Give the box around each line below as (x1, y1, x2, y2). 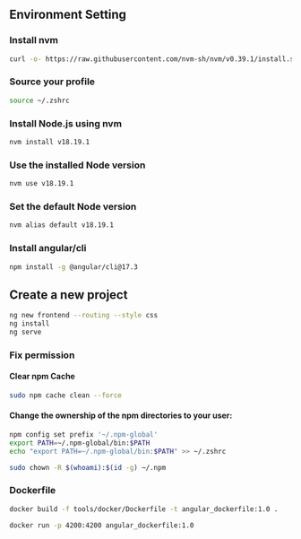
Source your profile (9, 75, 96, 88)
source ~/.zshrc (9, 96, 70, 105)
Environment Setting (9, 7, 127, 22)
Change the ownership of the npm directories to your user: (9, 410, 233, 421)
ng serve (9, 327, 42, 336)
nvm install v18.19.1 (9, 138, 90, 147)
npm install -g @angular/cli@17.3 (9, 262, 139, 272)
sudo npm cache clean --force (9, 390, 123, 400)
